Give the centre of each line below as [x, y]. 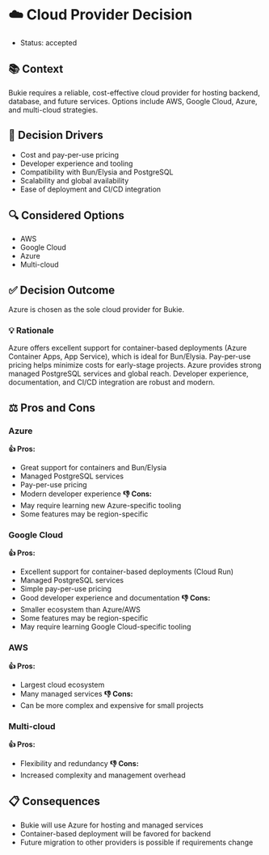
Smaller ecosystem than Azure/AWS [80, 609]
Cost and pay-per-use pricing [69, 154]
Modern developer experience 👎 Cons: [86, 494]
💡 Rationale [31, 331]
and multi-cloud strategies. [53, 110]
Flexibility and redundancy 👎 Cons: [79, 764]
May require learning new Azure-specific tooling [101, 506]
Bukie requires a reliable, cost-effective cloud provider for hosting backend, [134, 92]
